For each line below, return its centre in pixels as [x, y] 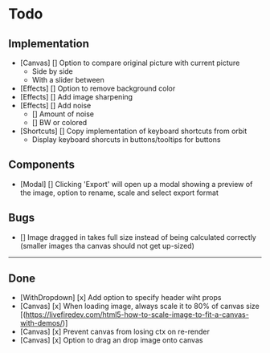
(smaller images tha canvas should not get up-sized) [107, 245]
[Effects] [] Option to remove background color [98, 88]
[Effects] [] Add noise [55, 105]
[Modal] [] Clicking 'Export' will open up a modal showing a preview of [136, 184]
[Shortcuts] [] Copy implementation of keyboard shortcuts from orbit [133, 131]
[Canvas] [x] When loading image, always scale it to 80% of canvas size [139, 306]
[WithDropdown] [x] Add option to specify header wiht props [121, 298]
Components [41, 165]
